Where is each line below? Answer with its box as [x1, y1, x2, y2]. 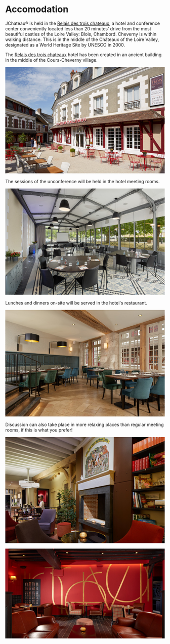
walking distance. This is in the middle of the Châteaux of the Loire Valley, [5, 36, 159, 42]
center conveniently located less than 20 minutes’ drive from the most [5, 25, 152, 31]
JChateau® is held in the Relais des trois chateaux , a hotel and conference [5, 20, 160, 26]
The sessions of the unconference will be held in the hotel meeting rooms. [5, 179, 160, 185]
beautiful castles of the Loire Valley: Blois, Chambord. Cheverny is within [5, 31, 157, 37]
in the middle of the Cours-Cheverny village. [5, 57, 98, 63]
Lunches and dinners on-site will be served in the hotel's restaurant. [5, 300, 148, 306]
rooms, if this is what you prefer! [5, 426, 73, 433]
